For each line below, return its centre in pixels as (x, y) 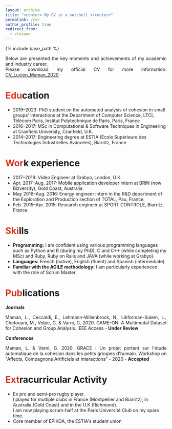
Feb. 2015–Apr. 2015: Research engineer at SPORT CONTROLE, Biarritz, (88, 204)
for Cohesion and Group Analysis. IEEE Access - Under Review (72, 328)
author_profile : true (28, 24)
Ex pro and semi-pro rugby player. (49, 394)
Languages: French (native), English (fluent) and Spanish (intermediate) (89, 261)
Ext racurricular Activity (56, 379)
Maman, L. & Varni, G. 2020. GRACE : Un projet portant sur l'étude (86, 348)
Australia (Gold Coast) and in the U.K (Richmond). (65, 405)
